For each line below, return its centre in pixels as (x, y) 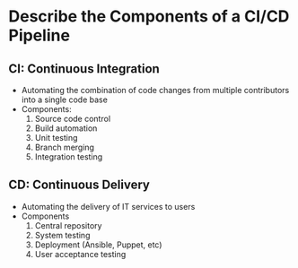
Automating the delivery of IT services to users (108, 206)
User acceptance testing (80, 254)
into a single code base (65, 99)
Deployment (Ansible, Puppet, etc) (98, 245)
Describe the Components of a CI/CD (149, 17)
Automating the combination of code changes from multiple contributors (155, 90)
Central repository (68, 225)
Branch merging (65, 147)
